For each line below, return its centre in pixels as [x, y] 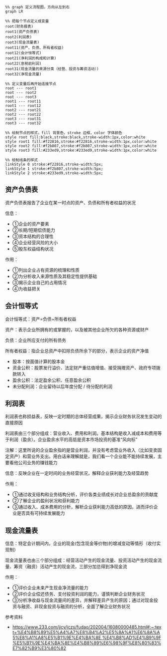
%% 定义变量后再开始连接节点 [31, 84]
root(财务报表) [19, 26]
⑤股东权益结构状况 [33, 249]
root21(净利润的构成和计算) [31, 58]
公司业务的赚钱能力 [38, 463]
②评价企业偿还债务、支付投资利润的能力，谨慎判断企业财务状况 [79, 594]
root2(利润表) [19, 37]
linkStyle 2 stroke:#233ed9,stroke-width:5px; [54, 173]
